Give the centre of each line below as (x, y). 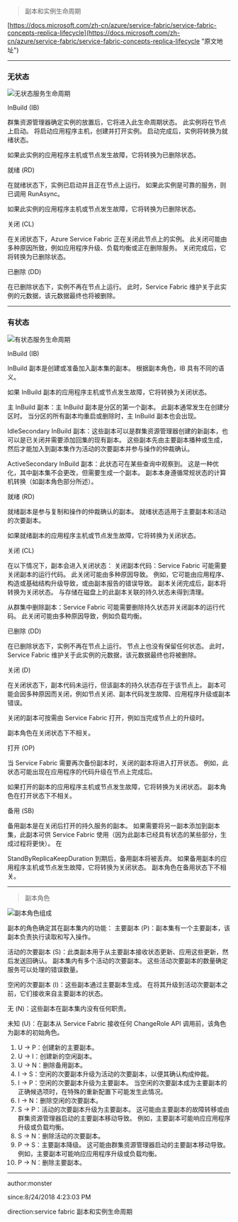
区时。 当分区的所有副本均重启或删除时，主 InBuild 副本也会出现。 (104, 416)
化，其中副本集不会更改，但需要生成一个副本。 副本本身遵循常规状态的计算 (117, 472)
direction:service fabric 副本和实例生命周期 (70, 1211)
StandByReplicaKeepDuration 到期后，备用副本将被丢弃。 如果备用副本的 (114, 858)
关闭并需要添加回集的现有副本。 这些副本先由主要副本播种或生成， (129, 440)
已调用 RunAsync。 (35, 194)
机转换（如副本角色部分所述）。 (52, 481)
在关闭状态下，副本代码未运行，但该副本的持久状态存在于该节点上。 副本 (114, 685)
